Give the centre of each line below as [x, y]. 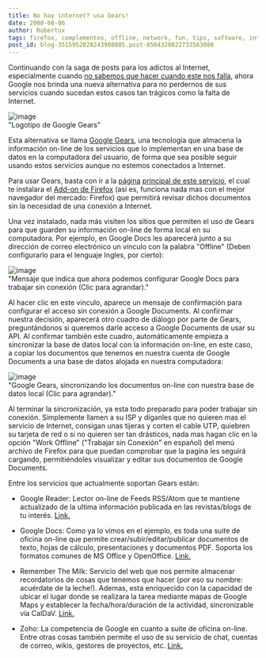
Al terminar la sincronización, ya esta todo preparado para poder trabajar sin [133, 409]
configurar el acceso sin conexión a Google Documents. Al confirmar [121, 311]
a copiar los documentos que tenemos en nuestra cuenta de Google [119, 353]
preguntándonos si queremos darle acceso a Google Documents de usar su [132, 328]
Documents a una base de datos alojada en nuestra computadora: [116, 362]
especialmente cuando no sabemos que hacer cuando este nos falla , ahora [131, 76]
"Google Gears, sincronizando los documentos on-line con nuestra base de [131, 386]
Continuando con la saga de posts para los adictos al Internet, [109, 67]
